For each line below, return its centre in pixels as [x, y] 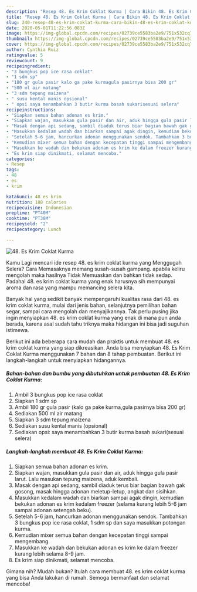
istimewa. [18, 330]
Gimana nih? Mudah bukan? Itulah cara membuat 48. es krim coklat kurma [96, 571]
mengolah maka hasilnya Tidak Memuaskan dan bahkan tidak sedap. [89, 275]
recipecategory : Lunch [34, 229]
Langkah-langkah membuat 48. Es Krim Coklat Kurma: [75, 452]
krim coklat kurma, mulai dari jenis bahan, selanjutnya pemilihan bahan [91, 305]
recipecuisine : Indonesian [39, 208]
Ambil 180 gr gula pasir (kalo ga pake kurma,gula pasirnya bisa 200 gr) [100, 407]
